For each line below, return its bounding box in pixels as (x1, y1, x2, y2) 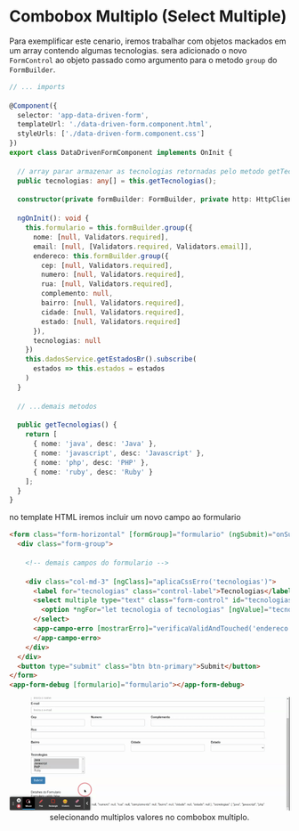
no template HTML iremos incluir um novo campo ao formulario (9, 512, 242, 523)
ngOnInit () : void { (17, 214, 90, 224)
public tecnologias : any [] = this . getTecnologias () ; (17, 176, 217, 185)
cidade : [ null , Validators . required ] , (41, 307, 185, 317)
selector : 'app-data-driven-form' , (17, 110, 149, 119)
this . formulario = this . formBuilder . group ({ (25, 224, 193, 232)
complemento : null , (41, 289, 114, 298)
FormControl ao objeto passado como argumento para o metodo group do (9, 54, 278, 65)
